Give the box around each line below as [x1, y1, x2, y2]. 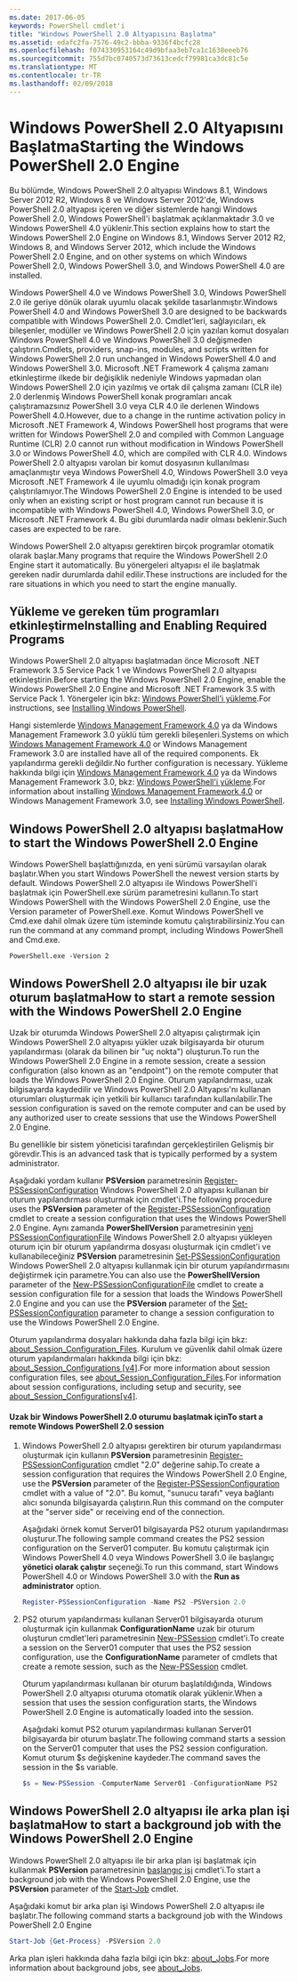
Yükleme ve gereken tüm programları [9, 604, 220, 619]
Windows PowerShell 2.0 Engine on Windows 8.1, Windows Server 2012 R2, [9, 232, 286, 243]
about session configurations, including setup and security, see [9, 1382, 242, 1392]
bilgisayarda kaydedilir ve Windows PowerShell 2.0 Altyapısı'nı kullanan [9, 1084, 271, 1094]
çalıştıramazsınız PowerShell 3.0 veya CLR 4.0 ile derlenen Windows [9, 400, 260, 411]
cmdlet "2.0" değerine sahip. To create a [113, 1460, 261, 1470]
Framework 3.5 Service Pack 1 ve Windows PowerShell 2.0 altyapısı [9, 665, 257, 676]
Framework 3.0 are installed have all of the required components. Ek [9, 748, 260, 759]
